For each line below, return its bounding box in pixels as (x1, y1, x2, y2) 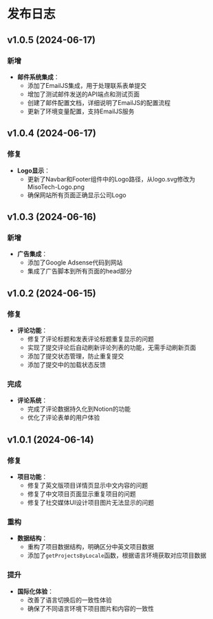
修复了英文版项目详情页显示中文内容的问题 (27, 481, 148, 489)
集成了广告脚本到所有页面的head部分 (27, 267, 133, 275)
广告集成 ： (16, 250, 48, 258)
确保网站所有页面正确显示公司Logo (27, 190, 126, 199)
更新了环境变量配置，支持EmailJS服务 (27, 107, 135, 115)
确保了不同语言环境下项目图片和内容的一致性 (27, 604, 155, 612)
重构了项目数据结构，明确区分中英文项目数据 (27, 543, 155, 551)
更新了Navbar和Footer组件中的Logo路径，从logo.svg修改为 (27, 175, 196, 183)
